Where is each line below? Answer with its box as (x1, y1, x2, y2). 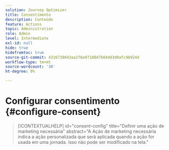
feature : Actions (5, 21, 42, 27)
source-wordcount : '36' (5, 64, 56, 69)
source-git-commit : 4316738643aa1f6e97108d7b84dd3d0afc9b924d (5, 54, 140, 60)
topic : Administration (5, 26, 53, 32)
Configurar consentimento (5, 95, 120, 107)
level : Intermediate (5, 36, 49, 41)
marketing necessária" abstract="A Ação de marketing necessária (17, 128, 156, 134)
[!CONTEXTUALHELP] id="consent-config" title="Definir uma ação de (17, 123, 164, 129)
